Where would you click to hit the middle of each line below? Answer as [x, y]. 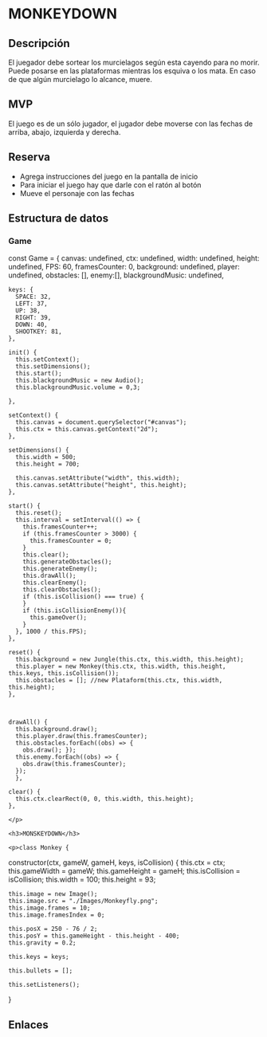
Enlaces [29, 1025]
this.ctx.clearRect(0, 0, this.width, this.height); [105, 799]
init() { [23, 353]
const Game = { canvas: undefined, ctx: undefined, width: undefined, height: [134, 258]
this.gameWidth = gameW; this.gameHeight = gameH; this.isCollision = [124, 871]
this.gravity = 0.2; [43, 943]
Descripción [39, 43]
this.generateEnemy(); [60, 569]
